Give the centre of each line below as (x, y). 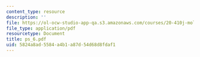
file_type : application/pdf (41, 28)
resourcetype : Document (36, 34)
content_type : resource (36, 12)
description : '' (26, 17)
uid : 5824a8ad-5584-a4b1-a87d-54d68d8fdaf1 (61, 45)
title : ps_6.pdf (26, 39)
